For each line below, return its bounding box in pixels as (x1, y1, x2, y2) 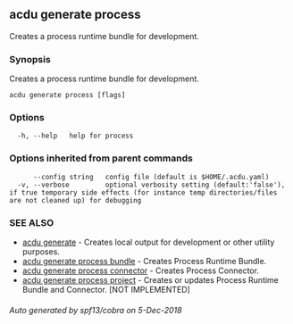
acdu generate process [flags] (9, 91, 126, 100)
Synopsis (9, 53, 51, 65)
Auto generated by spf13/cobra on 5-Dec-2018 (9, 304, 182, 315)
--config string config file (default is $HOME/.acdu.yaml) (32, 172, 270, 181)
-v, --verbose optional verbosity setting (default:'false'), (17, 180, 286, 189)
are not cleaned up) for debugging (9, 195, 142, 204)
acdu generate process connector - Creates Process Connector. (21, 265, 259, 276)
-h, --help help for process (17, 131, 134, 141)
